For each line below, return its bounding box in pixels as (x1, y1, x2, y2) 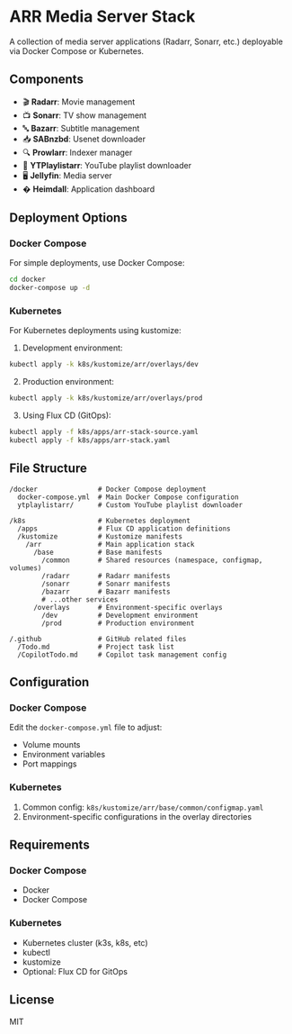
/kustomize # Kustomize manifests (17, 531, 182, 541)
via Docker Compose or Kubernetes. (9, 45, 145, 56)
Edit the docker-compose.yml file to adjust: (9, 722, 163, 733)
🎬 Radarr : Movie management (22, 96, 136, 107)
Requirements (9, 838, 90, 853)
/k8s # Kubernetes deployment (9, 516, 191, 525)
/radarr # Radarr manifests (41, 571, 171, 580)
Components (9, 72, 84, 87)
